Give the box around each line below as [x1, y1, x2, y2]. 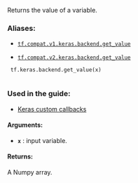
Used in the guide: [7, 89, 71, 99]
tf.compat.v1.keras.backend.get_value [17, 41, 131, 48]
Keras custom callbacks [17, 104, 87, 113]
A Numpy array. [7, 168, 53, 176]
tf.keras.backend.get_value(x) [10, 67, 102, 74]
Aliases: [7, 23, 36, 33]
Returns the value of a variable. [7, 6, 98, 14]
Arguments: [7, 121, 43, 129]
